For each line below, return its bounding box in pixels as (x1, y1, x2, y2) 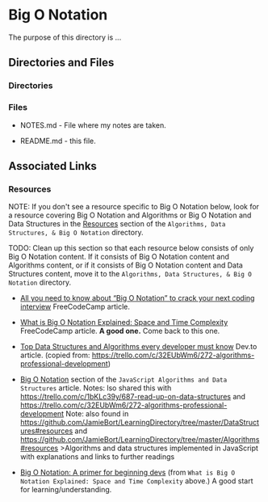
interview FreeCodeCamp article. (19, 302, 131, 312)
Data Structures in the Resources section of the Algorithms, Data (8, 219, 226, 229)
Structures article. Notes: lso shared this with (19, 383, 172, 393)
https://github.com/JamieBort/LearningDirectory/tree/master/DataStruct (19, 418, 260, 428)
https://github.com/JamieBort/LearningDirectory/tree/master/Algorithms (19, 435, 260, 445)
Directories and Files (8, 56, 115, 70)
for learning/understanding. (19, 485, 112, 495)
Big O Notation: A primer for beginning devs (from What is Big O (19, 467, 236, 478)
